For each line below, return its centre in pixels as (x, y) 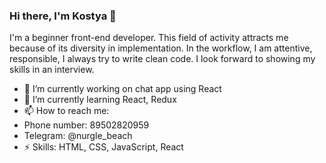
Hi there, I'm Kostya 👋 (63, 16)
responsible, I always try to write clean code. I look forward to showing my (162, 59)
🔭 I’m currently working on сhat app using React (122, 89)
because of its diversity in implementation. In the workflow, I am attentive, (161, 48)
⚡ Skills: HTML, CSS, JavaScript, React (103, 147)
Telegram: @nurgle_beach (78, 136)
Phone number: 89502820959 (86, 125)
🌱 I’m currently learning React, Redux (100, 100)
